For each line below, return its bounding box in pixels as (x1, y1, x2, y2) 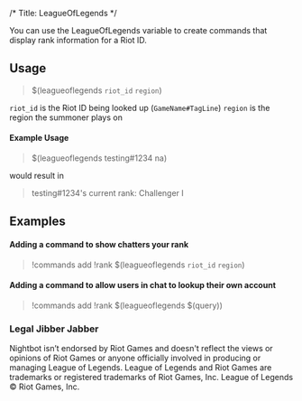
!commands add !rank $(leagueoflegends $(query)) (31, 300, 223, 311)
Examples (9, 214, 66, 229)
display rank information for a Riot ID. (9, 35, 147, 45)
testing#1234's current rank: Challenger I (31, 188, 185, 199)
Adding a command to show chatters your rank (9, 239, 189, 249)
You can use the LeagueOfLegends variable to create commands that (9, 25, 268, 35)
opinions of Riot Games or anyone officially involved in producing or (9, 352, 261, 364)
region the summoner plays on (9, 112, 124, 123)
